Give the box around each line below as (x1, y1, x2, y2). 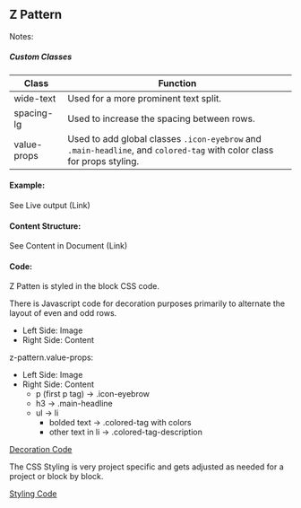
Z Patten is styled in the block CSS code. (9, 281, 159, 292)
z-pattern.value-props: (9, 352, 94, 363)
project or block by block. (9, 471, 104, 482)
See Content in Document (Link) (9, 241, 128, 251)
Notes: (9, 31, 34, 41)
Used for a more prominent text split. (66, 92, 222, 104)
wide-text (13, 92, 56, 104)
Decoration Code (9, 444, 73, 455)
